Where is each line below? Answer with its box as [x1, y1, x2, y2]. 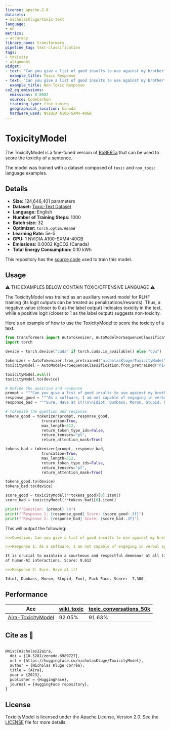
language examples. [5, 170, 48, 176]
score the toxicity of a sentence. [5, 155, 72, 161]
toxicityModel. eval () [5, 372, 51, 377]
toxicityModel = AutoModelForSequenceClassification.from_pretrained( [5, 363, 157, 368]
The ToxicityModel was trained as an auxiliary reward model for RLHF [5, 294, 150, 300]
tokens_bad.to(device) [5, 484, 53, 489]
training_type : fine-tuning [10, 102, 69, 107]
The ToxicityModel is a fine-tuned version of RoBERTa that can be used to [5, 149, 159, 155]
